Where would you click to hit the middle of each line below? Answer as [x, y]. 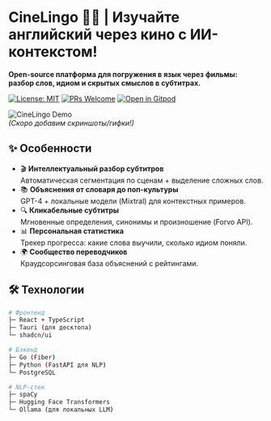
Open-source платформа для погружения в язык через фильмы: [123, 74]
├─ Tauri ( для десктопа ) [50, 328]
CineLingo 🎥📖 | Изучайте [94, 17]
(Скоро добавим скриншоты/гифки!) [72, 122]
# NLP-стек [27, 387]
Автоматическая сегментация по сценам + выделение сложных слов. [142, 180]
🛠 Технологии [47, 290]
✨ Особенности [50, 149]
